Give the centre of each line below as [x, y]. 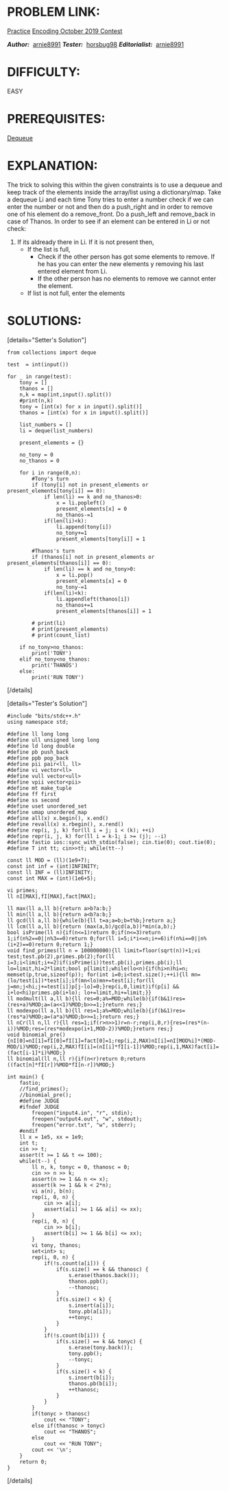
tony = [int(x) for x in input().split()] [81, 406]
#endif [29, 1131]
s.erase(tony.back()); [101, 1347]
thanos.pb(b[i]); [93, 1383]
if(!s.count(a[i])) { [75, 1263]
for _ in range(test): [39, 376]
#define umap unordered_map [47, 812]
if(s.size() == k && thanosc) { [102, 1269]
